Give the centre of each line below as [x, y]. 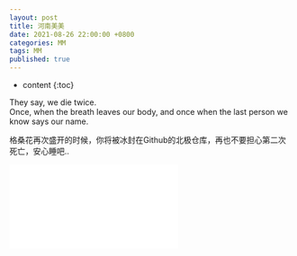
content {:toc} [48, 85]
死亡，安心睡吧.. [40, 151]
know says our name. [49, 121]
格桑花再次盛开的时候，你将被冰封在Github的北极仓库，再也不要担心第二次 [148, 140]
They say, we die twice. [53, 102]
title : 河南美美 [37, 26]
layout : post [34, 18]
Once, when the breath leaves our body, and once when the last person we [148, 112]
